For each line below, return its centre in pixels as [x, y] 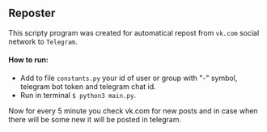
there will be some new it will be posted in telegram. [95, 120]
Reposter [32, 13]
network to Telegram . [43, 41]
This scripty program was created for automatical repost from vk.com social [134, 32]
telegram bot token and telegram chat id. [88, 87]
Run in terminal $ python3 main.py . [78, 96]
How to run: [28, 60]
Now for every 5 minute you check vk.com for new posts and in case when [133, 111]
